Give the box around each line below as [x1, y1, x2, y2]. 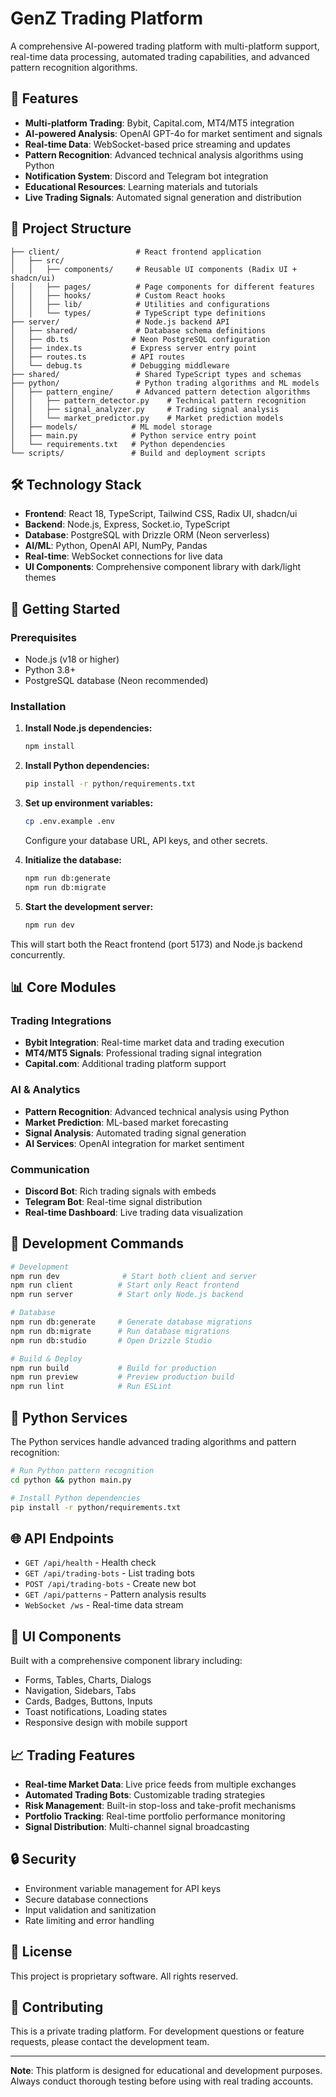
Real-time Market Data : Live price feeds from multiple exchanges [24, 1778, 297, 1790]
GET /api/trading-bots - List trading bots [24, 1567, 195, 1579]
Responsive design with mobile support [24, 1717, 188, 1729]
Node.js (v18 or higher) [24, 653, 120, 666]
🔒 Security [10, 1851, 77, 1868]
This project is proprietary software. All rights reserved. [10, 1970, 239, 1982]
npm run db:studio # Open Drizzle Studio [10, 1335, 213, 1346]
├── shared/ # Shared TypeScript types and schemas [10, 369, 302, 379]
